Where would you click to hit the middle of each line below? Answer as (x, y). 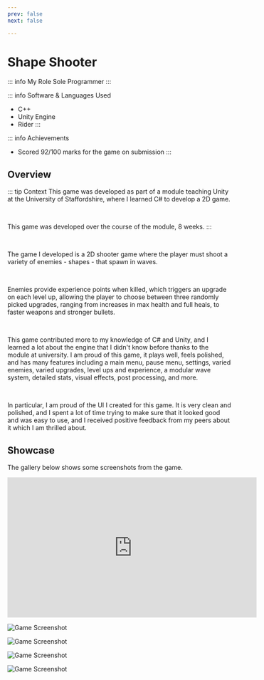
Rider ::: (29, 125)
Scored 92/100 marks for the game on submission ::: (95, 152)
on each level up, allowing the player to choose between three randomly (113, 297)
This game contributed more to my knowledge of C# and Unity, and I (108, 340)
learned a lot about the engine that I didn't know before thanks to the (108, 347)
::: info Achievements (38, 138)
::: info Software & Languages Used (59, 95)
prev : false (25, 14)
